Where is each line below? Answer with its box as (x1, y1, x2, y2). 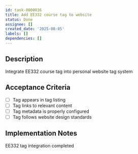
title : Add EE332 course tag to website (5, 12, 92, 17)
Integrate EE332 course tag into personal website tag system (5, 68, 133, 74)
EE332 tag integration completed (5, 142, 75, 148)
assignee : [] (5, 21, 33, 27)
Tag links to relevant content (12, 102, 73, 109)
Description (5, 55, 43, 64)
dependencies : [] (5, 36, 42, 41)
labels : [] (5, 31, 28, 36)
